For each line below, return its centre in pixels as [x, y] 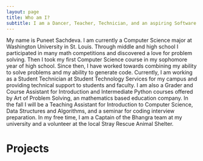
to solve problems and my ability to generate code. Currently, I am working [99, 73]
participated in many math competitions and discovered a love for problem [99, 53]
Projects [28, 148]
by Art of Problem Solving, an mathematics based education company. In [98, 98]
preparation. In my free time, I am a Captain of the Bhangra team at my [94, 117]
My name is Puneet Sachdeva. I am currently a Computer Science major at [99, 41]
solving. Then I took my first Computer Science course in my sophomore [97, 60]
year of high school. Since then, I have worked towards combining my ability [101, 66]
